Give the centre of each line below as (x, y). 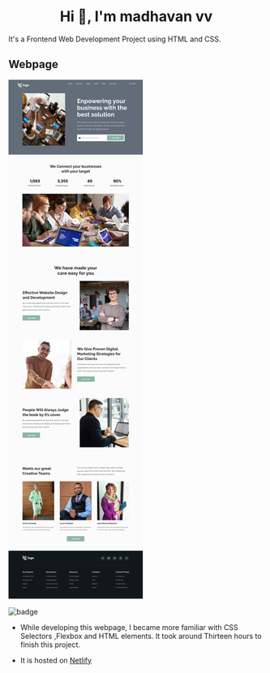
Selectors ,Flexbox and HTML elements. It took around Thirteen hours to (141, 636)
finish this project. (50, 645)
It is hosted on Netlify (56, 660)
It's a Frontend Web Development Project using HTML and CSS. (115, 39)
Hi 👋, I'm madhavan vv (136, 17)
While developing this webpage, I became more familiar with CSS (129, 627)
